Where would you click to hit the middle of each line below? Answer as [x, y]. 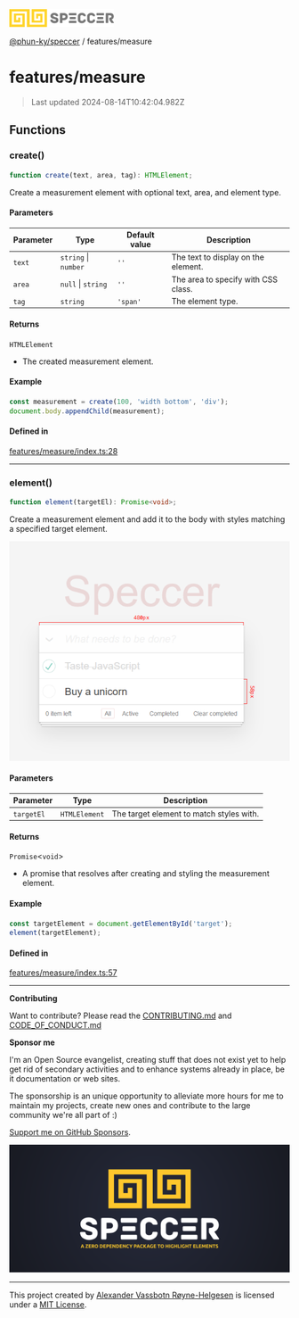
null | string [84, 284]
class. [182, 288]
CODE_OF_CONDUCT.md [56, 1025]
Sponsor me [32, 1042]
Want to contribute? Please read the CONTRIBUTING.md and [121, 1015]
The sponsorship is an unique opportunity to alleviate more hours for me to [146, 1096]
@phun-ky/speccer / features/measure [81, 41]
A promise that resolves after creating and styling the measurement [145, 874]
